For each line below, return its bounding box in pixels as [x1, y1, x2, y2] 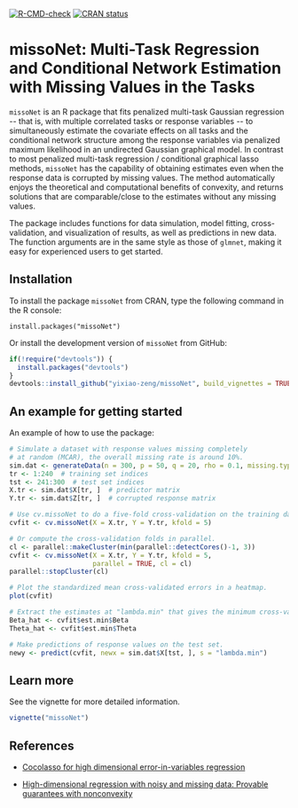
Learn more [9, 672, 74, 687]
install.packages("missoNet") [9, 322, 122, 331]
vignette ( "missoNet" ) [9, 714, 90, 723]
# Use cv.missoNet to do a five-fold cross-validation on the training [9, 510, 279, 519]
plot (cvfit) [9, 592, 53, 600]
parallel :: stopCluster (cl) [9, 568, 109, 577]
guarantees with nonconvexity [21, 788, 133, 798]
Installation [9, 271, 73, 287]
